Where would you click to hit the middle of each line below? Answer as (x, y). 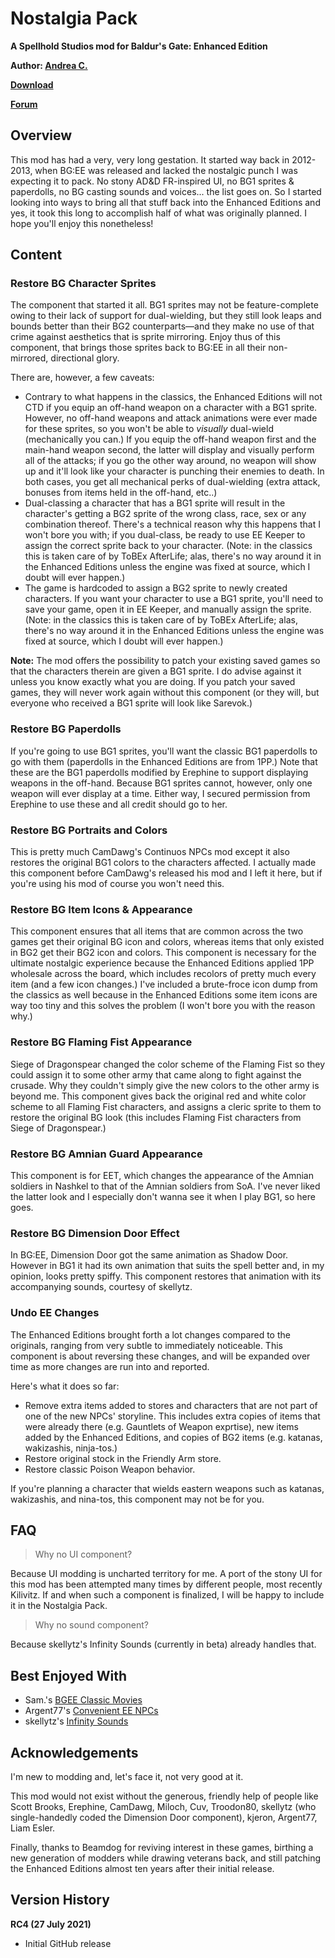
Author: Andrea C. (49, 65)
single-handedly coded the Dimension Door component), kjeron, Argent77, (164, 1817)
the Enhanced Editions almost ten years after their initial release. (142, 1868)
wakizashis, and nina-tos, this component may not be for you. (137, 1499)
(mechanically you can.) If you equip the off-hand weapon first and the (170, 439)
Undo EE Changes (55, 1313)
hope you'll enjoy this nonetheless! (82, 223)
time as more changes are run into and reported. (110, 1366)
